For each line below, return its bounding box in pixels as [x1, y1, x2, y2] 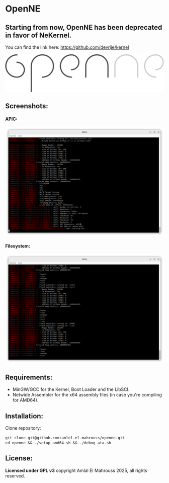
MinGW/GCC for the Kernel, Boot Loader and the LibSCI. [12, 386, 130, 392]
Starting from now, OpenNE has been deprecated [5, 23, 162, 32]
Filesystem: [5, 243, 31, 249]
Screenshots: [5, 102, 49, 110]
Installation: [5, 412, 44, 420]
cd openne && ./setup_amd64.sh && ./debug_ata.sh [5, 441, 112, 446]
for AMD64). [12, 397, 39, 403]
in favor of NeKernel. [5, 31, 72, 39]
